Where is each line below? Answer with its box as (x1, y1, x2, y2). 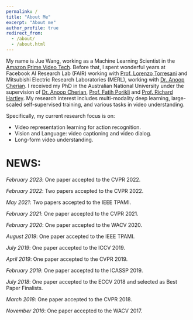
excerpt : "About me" (6, 19, 57, 25)
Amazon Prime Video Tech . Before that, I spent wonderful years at (6, 63, 166, 70)
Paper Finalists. (6, 284, 43, 291)
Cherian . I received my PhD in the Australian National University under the (6, 82, 184, 89)
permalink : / (6, 8, 38, 15)
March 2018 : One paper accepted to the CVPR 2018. (6, 295, 133, 302)
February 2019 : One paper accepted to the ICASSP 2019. (6, 267, 143, 274)
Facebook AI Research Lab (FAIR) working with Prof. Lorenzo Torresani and (6, 70, 188, 77)
